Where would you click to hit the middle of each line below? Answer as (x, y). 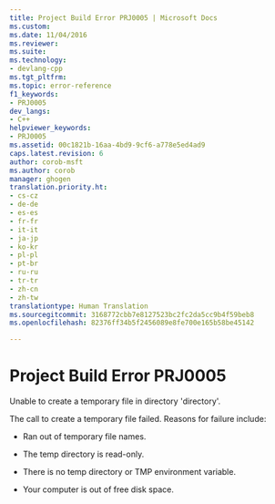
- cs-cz (24, 196)
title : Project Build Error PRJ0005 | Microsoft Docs (114, 18)
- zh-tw (24, 297)
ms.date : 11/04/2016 (49, 35)
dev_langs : (30, 111)
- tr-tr (24, 281)
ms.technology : (38, 60)
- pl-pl (24, 255)
